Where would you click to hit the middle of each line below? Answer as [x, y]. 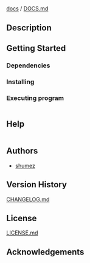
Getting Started [36, 48]
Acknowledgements [45, 252]
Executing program [35, 98]
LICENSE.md [22, 233]
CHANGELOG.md [28, 199]
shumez [25, 165]
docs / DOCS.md [27, 8]
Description [29, 28]
